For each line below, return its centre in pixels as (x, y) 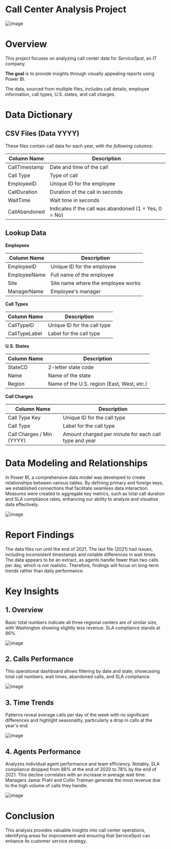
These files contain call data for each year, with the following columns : (79, 146)
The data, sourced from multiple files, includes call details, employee (77, 89)
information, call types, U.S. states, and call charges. (61, 94)
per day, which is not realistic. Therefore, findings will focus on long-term (82, 565)
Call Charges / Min (30, 434)
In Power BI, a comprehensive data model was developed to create (75, 477)
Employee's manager (76, 291)
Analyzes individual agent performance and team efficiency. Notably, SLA (82, 764)
